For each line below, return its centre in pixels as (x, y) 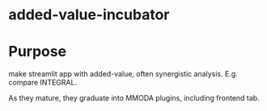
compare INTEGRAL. (43, 83)
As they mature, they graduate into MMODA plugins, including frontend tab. (134, 98)
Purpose (38, 52)
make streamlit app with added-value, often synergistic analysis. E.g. (123, 74)
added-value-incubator (89, 15)
